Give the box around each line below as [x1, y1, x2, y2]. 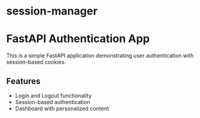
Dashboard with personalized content [15, 105, 109, 112]
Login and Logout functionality [15, 92, 92, 99]
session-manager [6, 4, 98, 18]
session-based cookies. [6, 59, 66, 66]
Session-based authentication [15, 98, 90, 105]
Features [6, 76, 41, 86]
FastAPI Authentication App [6, 32, 150, 46]
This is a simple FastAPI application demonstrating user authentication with [6, 52, 194, 59]
